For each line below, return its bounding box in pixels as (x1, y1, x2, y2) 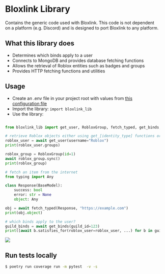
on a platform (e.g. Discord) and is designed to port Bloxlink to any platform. (5, 25, 159, 30)
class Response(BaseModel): (5, 183, 63, 188)
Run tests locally (5, 251, 57, 259)
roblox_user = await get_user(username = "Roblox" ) (5, 138, 109, 143)
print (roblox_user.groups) (5, 143, 60, 148)
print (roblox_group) (5, 161, 48, 166)
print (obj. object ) (5, 210, 43, 215)
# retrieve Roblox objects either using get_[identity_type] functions (5, 134, 155, 139)
